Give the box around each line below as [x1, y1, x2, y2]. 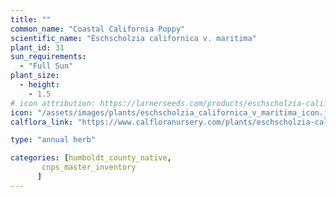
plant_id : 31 [10, 42, 65, 53]
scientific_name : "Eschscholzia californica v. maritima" [10, 33, 257, 43]
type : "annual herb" [10, 135, 97, 145]
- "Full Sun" [19, 61, 74, 71]
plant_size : [10, 71, 60, 81]
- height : [19, 80, 60, 90]
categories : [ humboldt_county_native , [10, 153, 172, 163]
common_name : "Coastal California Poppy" [10, 24, 186, 34]
